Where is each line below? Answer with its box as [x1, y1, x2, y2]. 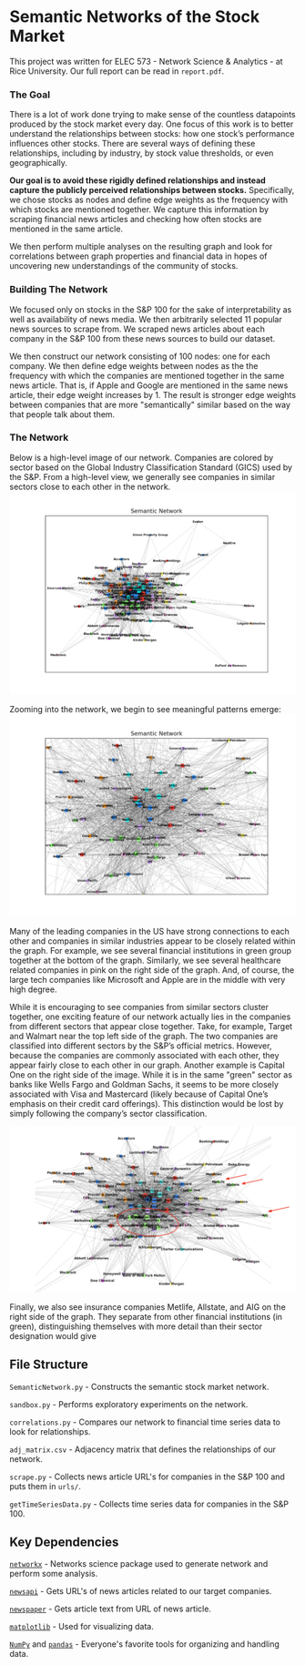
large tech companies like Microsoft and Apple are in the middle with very [9, 975, 286, 986]
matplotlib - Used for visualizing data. [9, 1621, 155, 1632]
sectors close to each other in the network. [9, 481, 171, 492]
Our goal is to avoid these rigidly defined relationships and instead [9, 175, 266, 186]
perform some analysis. [9, 1569, 98, 1579]
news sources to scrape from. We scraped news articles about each [9, 323, 266, 334]
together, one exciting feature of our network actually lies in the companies [9, 1011, 291, 1022]
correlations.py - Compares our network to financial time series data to [9, 1416, 280, 1427]
